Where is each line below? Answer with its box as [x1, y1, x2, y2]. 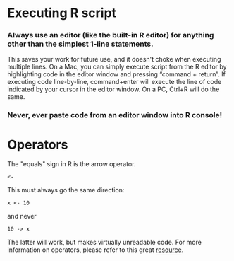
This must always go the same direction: [7, 186, 125, 195]
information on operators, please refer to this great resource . [7, 245, 184, 254]
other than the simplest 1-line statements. [7, 39, 154, 49]
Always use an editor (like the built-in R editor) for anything [7, 30, 214, 40]
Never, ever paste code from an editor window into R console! [7, 110, 223, 120]
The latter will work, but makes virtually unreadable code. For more [7, 238, 202, 247]
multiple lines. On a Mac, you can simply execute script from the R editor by [7, 62, 227, 71]
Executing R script [7, 5, 117, 21]
